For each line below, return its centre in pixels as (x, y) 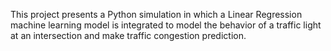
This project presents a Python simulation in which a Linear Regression (156, 14)
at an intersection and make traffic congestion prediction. (128, 35)
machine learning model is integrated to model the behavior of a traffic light (166, 25)
